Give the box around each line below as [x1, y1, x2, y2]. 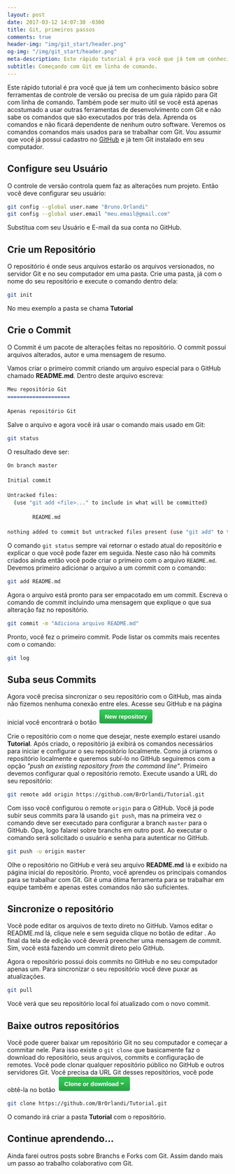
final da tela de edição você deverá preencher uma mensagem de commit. [7, 937, 222, 945]
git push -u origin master [7, 848, 86, 855]
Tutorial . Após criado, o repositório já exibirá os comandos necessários [7, 739, 213, 748]
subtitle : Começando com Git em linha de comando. [7, 63, 158, 70]
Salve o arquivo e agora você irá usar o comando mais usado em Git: [7, 421, 206, 429]
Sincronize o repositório [7, 903, 114, 915]
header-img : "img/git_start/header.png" [7, 41, 127, 48]
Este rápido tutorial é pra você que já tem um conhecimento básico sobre [7, 83, 219, 91]
